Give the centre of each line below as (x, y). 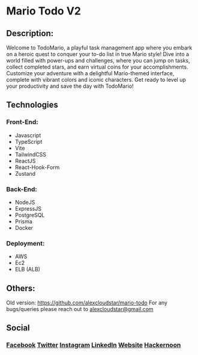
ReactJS (25, 161)
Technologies (32, 105)
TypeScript (28, 141)
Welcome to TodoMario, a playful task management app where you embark (99, 48)
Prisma (24, 221)
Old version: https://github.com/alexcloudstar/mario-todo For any (87, 303)
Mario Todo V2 (43, 11)
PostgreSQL (30, 215)
